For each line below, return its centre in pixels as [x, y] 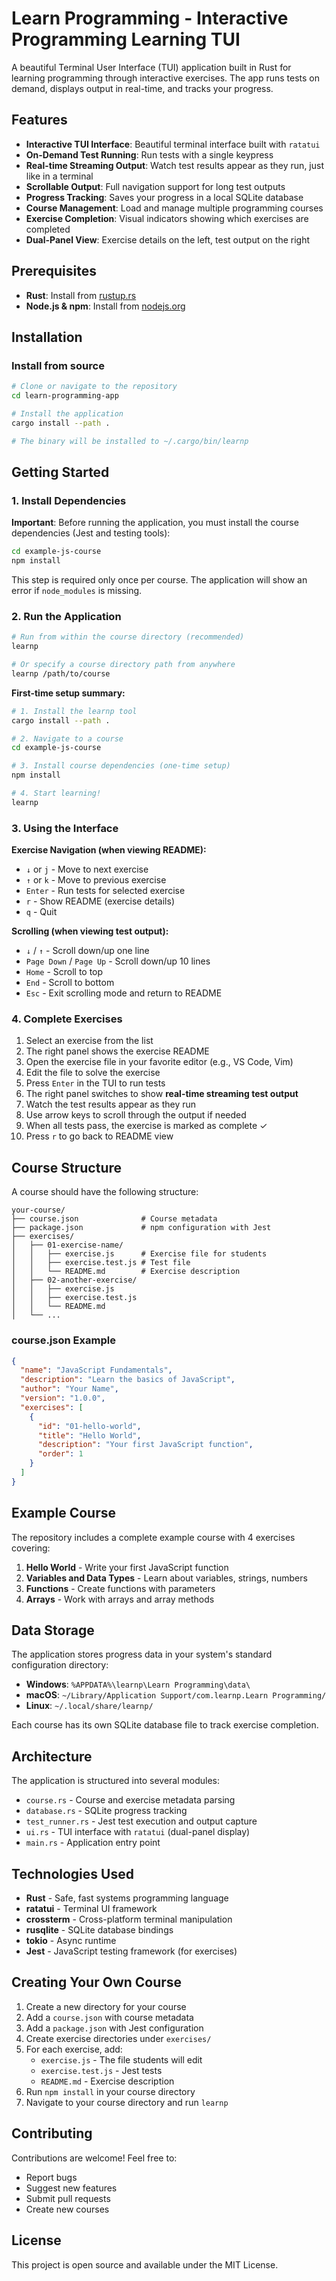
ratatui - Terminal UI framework [91, 1909]
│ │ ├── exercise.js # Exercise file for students [139, 1254]
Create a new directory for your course [106, 2006]
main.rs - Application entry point [93, 1843]
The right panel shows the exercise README [117, 1051]
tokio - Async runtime [71, 1941]
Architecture [52, 1756]
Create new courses [67, 2209]
